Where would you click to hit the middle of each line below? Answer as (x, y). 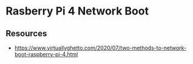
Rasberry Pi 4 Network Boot (77, 11)
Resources (26, 34)
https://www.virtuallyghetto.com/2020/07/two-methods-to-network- (100, 48)
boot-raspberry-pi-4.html (46, 54)
